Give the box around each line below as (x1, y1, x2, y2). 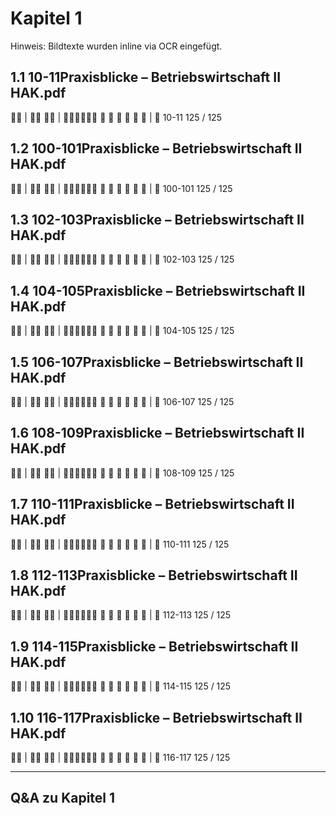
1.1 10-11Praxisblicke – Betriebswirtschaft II (10, 69, 282, 86)
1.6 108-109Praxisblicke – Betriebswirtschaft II (10, 425, 305, 442)
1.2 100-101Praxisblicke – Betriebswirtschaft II (10, 140, 303, 157)
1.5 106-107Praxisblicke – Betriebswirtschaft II (10, 353, 304, 371)
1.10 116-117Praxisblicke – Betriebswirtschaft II (10, 709, 303, 726)
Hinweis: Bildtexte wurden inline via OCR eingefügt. (10, 40, 223, 52)
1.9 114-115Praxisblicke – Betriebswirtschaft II (10, 638, 299, 655)
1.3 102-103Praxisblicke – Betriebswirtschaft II (10, 211, 305, 228)
